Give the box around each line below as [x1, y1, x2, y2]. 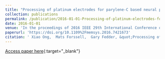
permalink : [5, 16, 27, 21]
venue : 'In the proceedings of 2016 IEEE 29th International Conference [5, 26, 157, 30]
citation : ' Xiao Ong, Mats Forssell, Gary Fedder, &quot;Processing [5, 35, 155, 40]
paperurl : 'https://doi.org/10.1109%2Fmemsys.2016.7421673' [5, 30, 131, 35]
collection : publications [5, 12, 58, 17]
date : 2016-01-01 [5, 21, 41, 26]
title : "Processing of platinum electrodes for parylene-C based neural [5, 7, 157, 12]
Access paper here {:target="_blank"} [5, 48, 81, 54]
